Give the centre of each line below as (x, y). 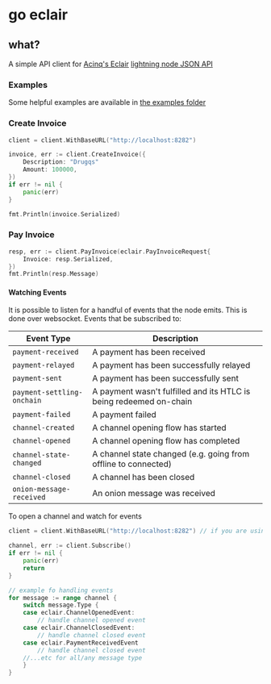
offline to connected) (132, 464)
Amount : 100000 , (50, 170)
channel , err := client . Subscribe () (70, 546)
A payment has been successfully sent (166, 378)
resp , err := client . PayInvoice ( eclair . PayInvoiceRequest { (110, 252)
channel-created (44, 428)
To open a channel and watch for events (75, 516)
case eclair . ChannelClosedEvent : (79, 628)
